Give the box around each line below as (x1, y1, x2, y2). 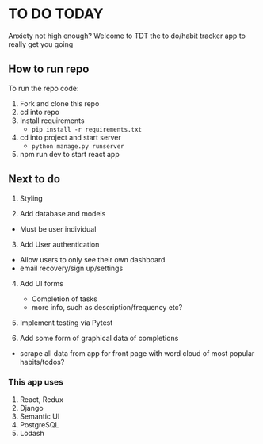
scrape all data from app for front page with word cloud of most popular (19, 348, 255, 358)
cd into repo (19, 107, 59, 117)
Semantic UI (19, 411, 60, 421)
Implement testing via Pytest (19, 318, 113, 327)
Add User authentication (19, 239, 100, 249)
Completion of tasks (31, 294, 97, 304)
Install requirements (19, 116, 85, 125)
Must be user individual (19, 224, 97, 234)
